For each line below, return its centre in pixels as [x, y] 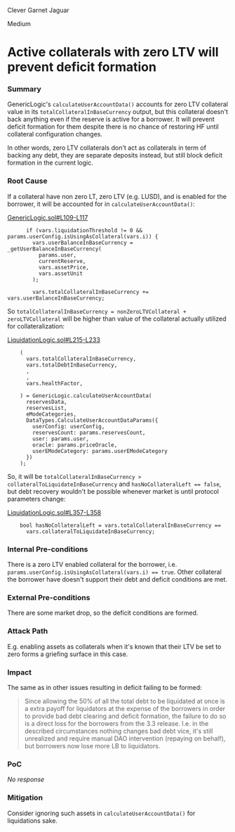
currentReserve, [62, 261]
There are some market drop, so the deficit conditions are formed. [103, 613]
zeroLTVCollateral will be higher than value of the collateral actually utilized [117, 319]
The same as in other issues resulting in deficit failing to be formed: [105, 687]
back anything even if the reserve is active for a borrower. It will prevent [111, 120]
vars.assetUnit [60, 274]
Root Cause [27, 181]
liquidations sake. [33, 820]
